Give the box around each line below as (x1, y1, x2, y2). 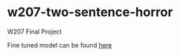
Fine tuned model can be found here (7, 41, 112, 49)
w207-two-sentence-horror (7, 4, 173, 20)
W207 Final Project (7, 27, 62, 36)
